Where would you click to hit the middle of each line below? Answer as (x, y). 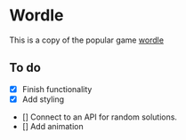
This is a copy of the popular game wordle (87, 40)
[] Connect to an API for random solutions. (100, 117)
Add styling (43, 99)
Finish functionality (57, 89)
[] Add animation (53, 126)
